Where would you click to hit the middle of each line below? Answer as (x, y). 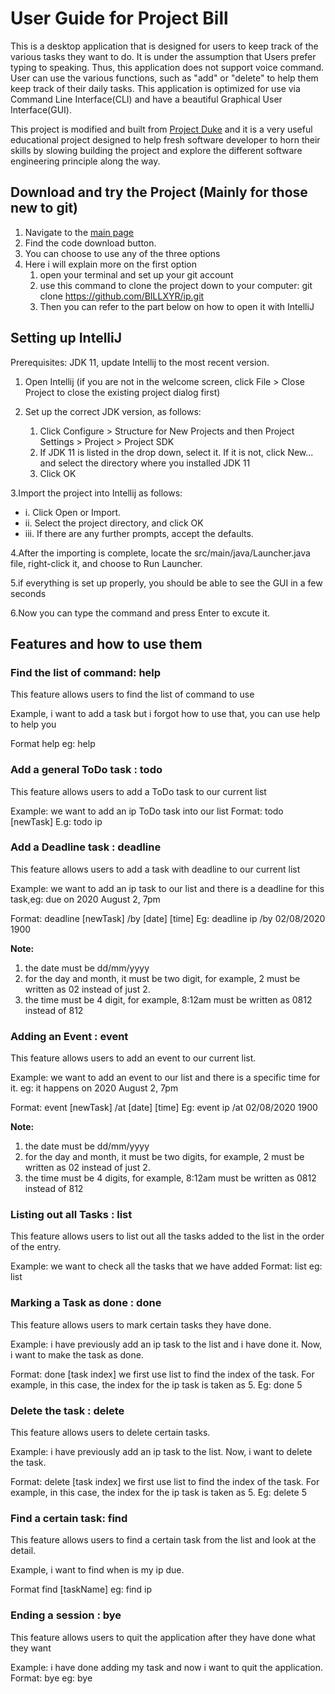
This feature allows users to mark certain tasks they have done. (141, 1324)
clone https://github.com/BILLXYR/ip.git (122, 296)
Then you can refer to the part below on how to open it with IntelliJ (177, 306)
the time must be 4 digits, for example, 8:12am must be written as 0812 (170, 1178)
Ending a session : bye (66, 1615)
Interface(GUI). (41, 109)
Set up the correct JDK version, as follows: (113, 411)
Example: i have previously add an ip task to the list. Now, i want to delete (161, 1452)
